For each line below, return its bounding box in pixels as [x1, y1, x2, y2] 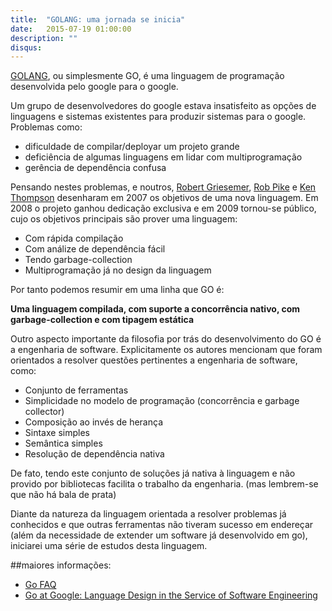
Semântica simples [24, 437, 103, 450]
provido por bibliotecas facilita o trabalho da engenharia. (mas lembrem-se [10, 478, 319, 490]
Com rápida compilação [24, 232, 124, 245]
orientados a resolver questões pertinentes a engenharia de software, [10, 354, 298, 366]
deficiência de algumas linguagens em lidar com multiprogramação [24, 151, 303, 163]
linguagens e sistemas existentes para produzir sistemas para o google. [10, 111, 307, 123]
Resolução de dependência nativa [24, 448, 165, 460]
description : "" [10, 33, 78, 43]
